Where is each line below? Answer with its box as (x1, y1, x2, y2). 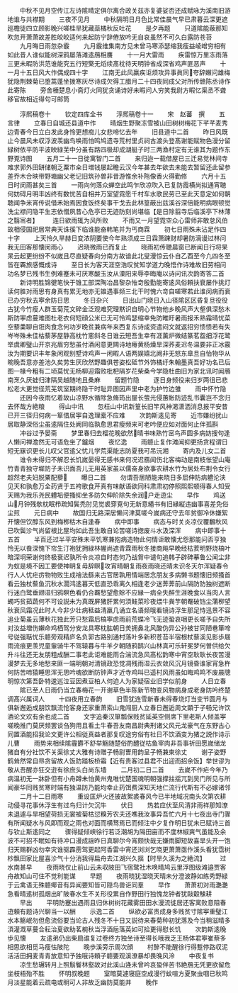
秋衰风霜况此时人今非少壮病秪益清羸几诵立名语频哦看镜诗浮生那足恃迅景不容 (7, 606, 231, 615)
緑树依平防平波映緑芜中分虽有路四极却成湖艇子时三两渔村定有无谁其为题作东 (7, 145, 231, 154)
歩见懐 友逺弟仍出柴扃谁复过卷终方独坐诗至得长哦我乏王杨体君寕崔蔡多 (7, 934, 227, 942)
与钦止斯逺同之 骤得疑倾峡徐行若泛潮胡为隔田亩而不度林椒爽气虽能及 (7, 828, 220, 836)
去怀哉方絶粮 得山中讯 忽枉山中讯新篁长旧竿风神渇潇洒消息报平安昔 (7, 403, 228, 410)
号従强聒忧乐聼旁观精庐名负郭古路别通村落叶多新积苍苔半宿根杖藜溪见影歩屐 (7, 633, 231, 641)
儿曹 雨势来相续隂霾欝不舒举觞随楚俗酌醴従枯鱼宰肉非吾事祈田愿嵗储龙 (7, 739, 227, 747)
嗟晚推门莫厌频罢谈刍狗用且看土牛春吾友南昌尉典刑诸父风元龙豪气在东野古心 (7, 722, 231, 729)
